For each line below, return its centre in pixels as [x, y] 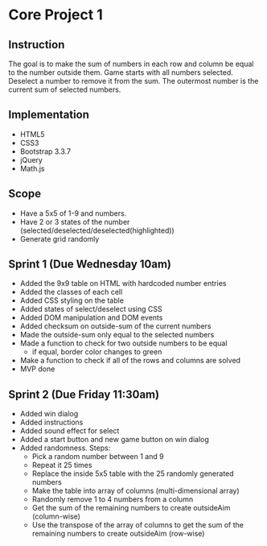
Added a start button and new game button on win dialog [114, 440]
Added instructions [51, 422]
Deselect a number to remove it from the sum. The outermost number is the [133, 81]
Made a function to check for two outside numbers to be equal [123, 343]
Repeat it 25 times [62, 465]
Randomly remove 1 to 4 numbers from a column [113, 499]
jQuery [31, 159]
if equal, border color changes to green [97, 352]
